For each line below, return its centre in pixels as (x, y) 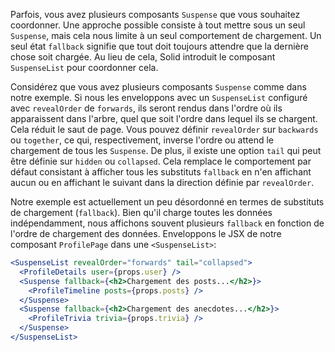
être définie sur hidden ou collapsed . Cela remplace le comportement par (161, 161)
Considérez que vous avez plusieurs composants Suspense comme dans (158, 87)
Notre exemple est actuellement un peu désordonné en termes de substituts (167, 202)
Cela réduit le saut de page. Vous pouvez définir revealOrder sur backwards (164, 129)
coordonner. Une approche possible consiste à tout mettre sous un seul (158, 25)
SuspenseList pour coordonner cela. (84, 67)
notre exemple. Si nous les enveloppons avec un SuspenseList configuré (159, 97)
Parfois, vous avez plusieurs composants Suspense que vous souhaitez (155, 14)
